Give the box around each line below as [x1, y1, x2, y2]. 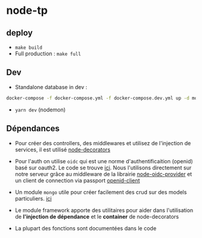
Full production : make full [14, 50, 81, 57]
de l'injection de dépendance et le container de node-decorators [14, 213, 179, 220]
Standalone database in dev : [14, 83, 88, 90]
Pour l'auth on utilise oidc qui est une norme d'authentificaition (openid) [14, 157, 194, 164]
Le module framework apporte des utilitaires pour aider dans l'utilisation [14, 206, 194, 214]
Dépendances [6, 124, 60, 134]
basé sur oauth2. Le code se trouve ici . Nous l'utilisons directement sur [14, 164, 192, 171]
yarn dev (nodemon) [14, 106, 66, 113]
